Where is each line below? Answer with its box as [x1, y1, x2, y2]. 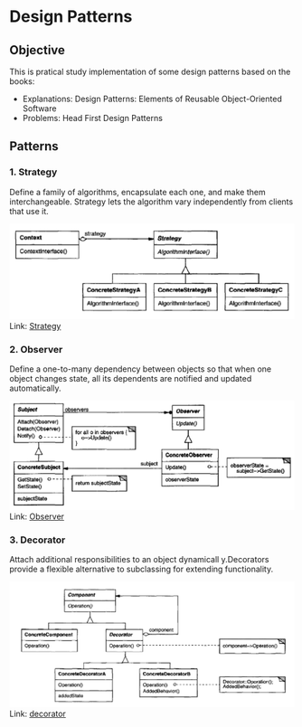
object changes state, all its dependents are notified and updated [9, 373, 252, 384]
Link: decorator [9, 708, 66, 719]
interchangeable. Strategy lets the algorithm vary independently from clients [9, 196, 294, 207]
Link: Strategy [9, 321, 61, 331]
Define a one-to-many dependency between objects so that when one [9, 363, 272, 374]
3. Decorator [9, 533, 66, 546]
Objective [9, 42, 66, 58]
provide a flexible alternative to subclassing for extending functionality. [9, 563, 274, 575]
